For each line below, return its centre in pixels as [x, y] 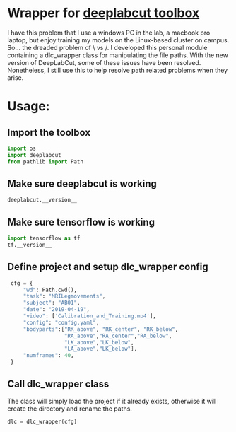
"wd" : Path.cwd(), [50, 290]
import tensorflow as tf [44, 238]
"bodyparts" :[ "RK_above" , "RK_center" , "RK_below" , [101, 329]
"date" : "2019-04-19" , [57, 310]
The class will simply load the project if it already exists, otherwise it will [112, 401]
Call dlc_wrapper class [58, 384]
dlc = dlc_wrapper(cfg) [42, 421]
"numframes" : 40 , [48, 356]
